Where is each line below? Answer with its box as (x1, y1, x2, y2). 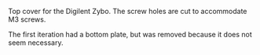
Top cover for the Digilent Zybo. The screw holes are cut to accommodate (8, 7, 247, 15)
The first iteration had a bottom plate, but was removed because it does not (8, 30, 253, 39)
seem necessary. (8, 38, 64, 47)
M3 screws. (8, 15, 46, 24)
